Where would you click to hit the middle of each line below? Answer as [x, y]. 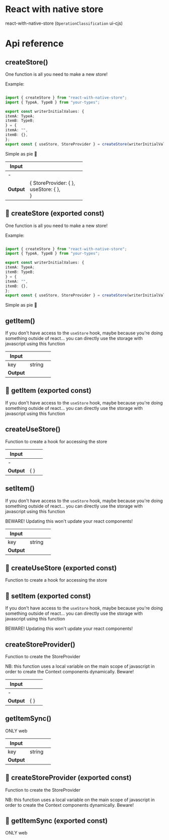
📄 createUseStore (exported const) [61, 568]
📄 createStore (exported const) [55, 213]
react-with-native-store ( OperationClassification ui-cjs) [64, 23]
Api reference [34, 44]
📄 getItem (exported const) [48, 391]
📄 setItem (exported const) [48, 596]
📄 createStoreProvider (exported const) [68, 778]
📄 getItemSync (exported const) [57, 821]
